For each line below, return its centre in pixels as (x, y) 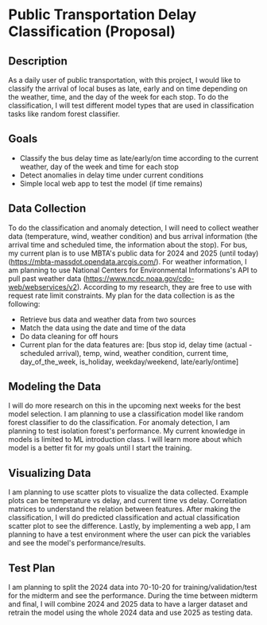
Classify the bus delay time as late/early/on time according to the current (139, 158)
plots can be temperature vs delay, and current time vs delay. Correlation (128, 501)
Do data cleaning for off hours (69, 336)
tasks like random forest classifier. (64, 114)
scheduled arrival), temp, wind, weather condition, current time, (124, 353)
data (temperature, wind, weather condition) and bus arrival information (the (133, 236)
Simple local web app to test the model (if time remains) (111, 183)
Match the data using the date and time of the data (103, 327)
